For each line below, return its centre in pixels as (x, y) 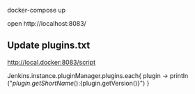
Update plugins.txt (49, 46)
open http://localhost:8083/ (47, 23)
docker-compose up (37, 10)
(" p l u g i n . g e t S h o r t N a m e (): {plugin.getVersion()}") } (78, 83)
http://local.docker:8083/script (52, 62)
